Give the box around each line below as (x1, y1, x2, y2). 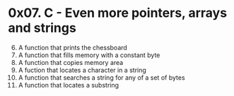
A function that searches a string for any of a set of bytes (18, 73, 186, 82)
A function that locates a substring (18, 80, 119, 89)
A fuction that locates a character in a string (18, 66, 147, 74)
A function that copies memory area (18, 58, 124, 66)
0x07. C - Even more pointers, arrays (8, 5, 228, 21)
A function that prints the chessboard (18, 43, 128, 52)
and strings (8, 20, 76, 36)
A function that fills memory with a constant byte (18, 51, 160, 59)
